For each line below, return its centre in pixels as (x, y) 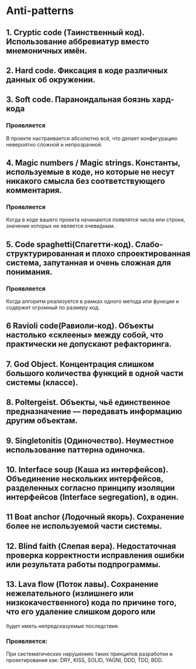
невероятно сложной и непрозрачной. (54, 144)
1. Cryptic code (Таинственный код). (75, 33)
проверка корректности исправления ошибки (95, 555)
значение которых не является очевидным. (61, 226)
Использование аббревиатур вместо (78, 41)
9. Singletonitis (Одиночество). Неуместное (90, 441)
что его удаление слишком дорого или (81, 612)
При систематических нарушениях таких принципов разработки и (89, 654)
